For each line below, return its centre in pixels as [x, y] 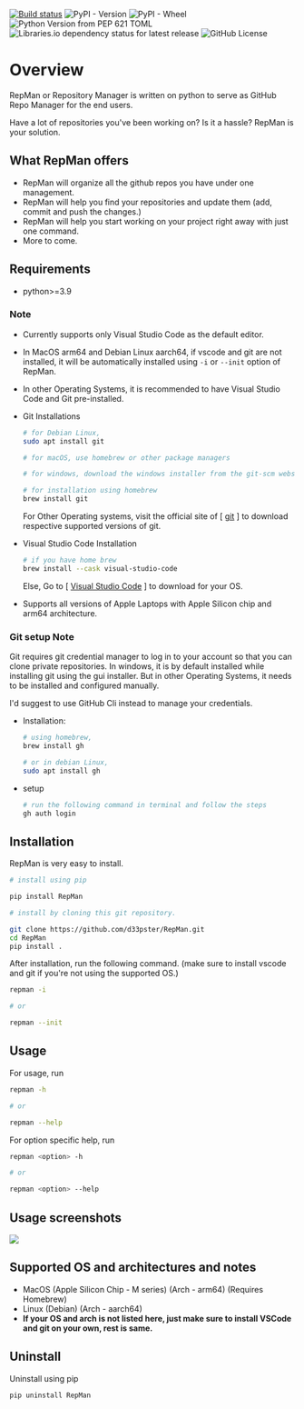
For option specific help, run [62, 1140]
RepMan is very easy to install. [67, 864]
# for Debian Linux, [61, 433]
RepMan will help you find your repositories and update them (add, [147, 202]
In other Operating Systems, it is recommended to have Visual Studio [152, 389]
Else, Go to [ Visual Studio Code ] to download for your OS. [132, 585]
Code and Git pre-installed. [73, 398]
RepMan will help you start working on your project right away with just [155, 221]
